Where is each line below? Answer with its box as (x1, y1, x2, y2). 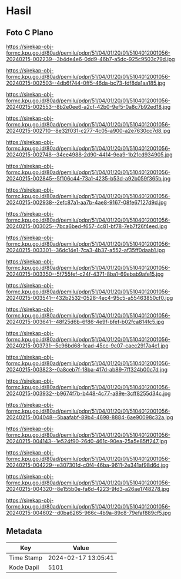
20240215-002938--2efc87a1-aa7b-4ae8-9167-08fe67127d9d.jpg (6, 199, 167, 206)
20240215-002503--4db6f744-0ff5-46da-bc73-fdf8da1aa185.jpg (6, 79, 166, 86)
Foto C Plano (6, 28, 53, 38)
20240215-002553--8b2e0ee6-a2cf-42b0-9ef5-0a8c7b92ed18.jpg (6, 103, 171, 110)
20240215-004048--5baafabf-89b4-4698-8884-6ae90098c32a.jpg (6, 414, 173, 421)
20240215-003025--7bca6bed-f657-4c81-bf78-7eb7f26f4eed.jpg (6, 223, 167, 230)
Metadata (6, 526, 42, 536)
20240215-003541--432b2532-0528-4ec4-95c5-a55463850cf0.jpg (6, 294, 173, 301)
